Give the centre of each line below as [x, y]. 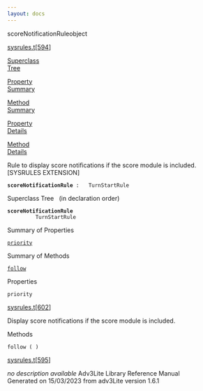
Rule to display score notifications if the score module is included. [102, 165]
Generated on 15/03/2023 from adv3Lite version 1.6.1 [83, 381]
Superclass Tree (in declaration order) [63, 198]
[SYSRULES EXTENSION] [44, 172]
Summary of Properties [41, 230]
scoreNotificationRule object [47, 33]
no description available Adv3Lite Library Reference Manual [93, 373]
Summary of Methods [38, 256]
